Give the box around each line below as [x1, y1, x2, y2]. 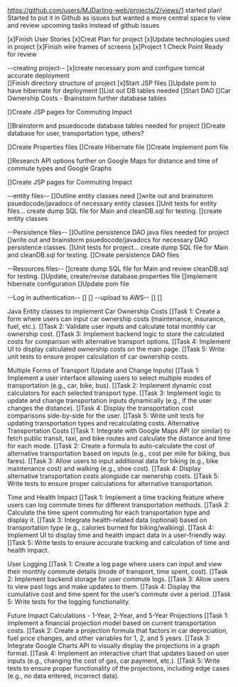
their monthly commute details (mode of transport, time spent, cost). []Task [7, 568, 228, 575]
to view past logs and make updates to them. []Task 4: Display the [7, 583, 201, 590]
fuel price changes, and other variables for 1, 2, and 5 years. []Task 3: [7, 634, 211, 642]
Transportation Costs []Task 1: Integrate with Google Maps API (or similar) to [7, 426, 231, 435]
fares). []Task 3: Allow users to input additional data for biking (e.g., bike [7, 457, 219, 465]
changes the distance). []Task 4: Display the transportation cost [7, 404, 194, 412]
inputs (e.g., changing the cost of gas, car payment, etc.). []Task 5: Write [7, 656, 220, 665]
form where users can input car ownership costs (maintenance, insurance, [7, 315, 226, 323]
